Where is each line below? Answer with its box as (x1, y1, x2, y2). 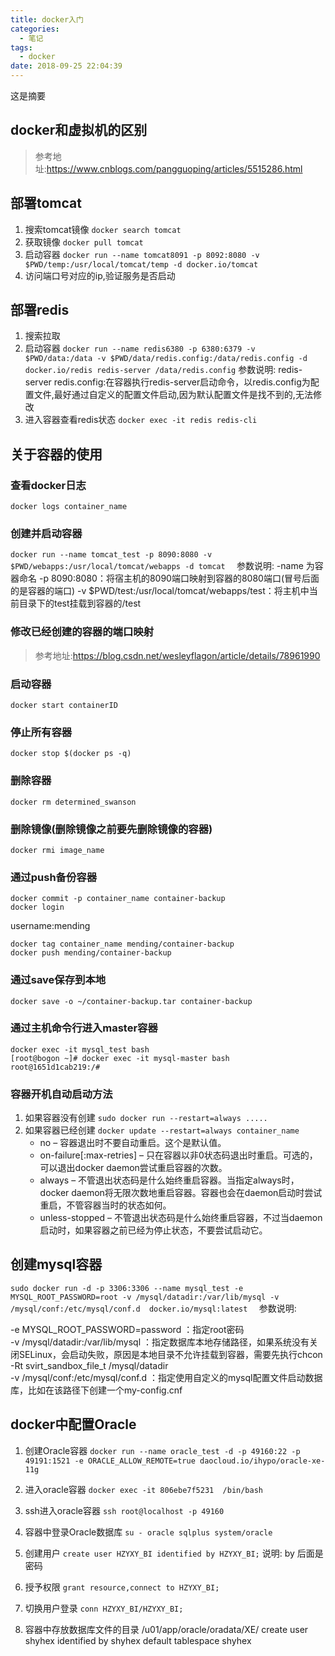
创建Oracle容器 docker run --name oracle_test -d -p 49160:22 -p (24, 1444, 301, 1456)
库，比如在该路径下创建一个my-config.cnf (10, 1384, 183, 1396)
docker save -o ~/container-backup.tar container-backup (10, 996, 253, 1006)
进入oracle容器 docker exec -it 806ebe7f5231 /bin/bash (24, 1483, 264, 1495)
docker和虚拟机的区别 (10, 122, 148, 139)
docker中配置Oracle (10, 1416, 137, 1433)
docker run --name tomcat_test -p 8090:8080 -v (10, 550, 213, 560)
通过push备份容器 (10, 870, 98, 884)
